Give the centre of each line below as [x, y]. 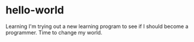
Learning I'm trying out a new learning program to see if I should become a [97, 26]
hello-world [35, 10]
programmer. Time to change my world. [54, 32]
